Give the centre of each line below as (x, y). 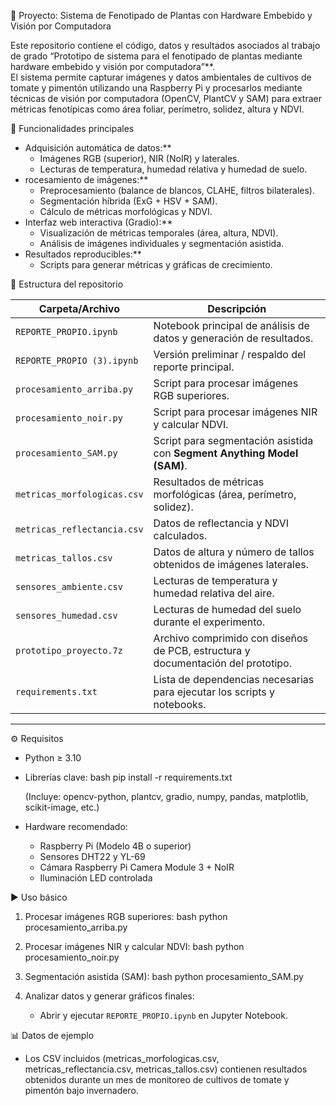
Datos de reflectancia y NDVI (221, 523)
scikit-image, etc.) (62, 807)
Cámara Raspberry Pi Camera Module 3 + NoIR (137, 867)
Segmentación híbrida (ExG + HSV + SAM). (128, 201)
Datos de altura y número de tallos (234, 552)
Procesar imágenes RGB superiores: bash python (126, 916)
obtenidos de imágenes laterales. (231, 564)
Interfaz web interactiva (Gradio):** (98, 222)
